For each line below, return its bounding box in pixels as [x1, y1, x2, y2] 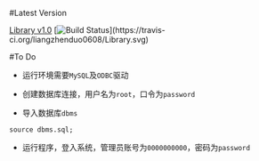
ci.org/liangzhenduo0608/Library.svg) [9, 35, 150, 44]
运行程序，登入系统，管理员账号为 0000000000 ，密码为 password [21, 142, 251, 152]
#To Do [9, 52, 36, 61]
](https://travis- [109, 25, 166, 35]
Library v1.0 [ [9, 25, 58, 35]
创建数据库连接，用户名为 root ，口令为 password [21, 89, 196, 99]
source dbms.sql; [9, 125, 74, 134]
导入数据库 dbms [21, 108, 78, 118]
